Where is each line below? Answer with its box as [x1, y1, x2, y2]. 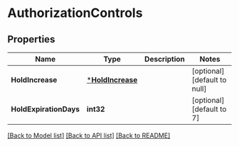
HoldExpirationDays [11, 104, 80, 114]
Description [144, 55, 185, 64]
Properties [7, 33, 55, 45]
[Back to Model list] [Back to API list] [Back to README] [7, 131, 171, 140]
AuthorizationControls [7, 5, 143, 21]
